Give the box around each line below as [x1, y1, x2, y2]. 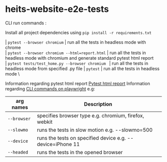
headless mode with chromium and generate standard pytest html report [5, 55, 154, 61]
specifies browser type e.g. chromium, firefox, [37, 112, 145, 119]
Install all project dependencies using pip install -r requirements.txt [5, 29, 152, 35]
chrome [5, 44, 21, 50]
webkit [37, 118, 53, 125]
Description [83, 100, 113, 107]
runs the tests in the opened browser [37, 149, 123, 156]
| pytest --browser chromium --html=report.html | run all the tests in [5, 50, 146, 56]
